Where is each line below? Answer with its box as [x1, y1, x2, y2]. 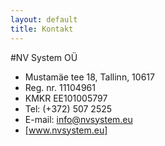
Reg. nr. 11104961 [24, 81, 96, 93]
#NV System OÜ [10, 51, 78, 63]
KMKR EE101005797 [24, 92, 108, 104]
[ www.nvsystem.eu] [24, 124, 108, 136]
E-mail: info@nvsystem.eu [24, 113, 133, 125]
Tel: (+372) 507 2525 [24, 102, 113, 115]
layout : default [10, 14, 78, 25]
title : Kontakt [10, 24, 74, 34]
